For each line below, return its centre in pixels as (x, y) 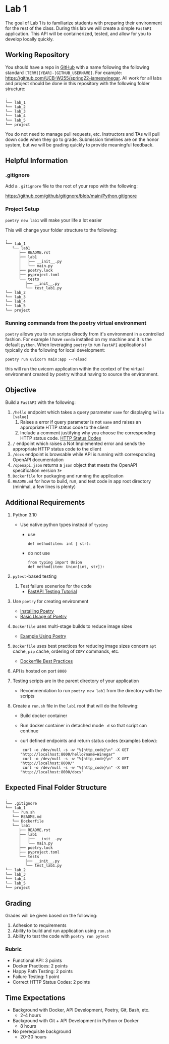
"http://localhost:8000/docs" (52, 772)
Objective (21, 390)
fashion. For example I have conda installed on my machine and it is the (79, 340)
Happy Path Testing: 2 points (43, 971)
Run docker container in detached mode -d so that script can (83, 725)
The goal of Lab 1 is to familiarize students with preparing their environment (84, 23)
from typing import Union (55, 562)
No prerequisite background (42, 1031)
